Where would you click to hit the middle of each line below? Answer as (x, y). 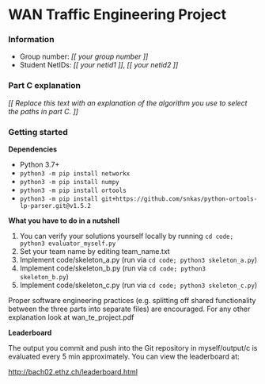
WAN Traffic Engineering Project (117, 15)
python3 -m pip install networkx (75, 174)
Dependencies (33, 149)
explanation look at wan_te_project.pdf (71, 317)
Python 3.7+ (40, 165)
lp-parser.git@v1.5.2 (55, 206)
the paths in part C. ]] (44, 111)
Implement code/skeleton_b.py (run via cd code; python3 (112, 268)
